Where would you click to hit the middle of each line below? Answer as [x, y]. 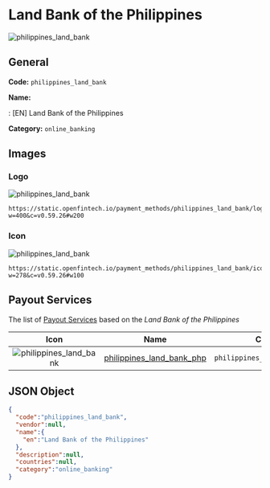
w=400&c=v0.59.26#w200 [46, 216]
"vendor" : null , [41, 425]
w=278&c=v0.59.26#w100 [46, 275]
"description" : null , [50, 455]
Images [27, 154]
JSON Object [41, 391]
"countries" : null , [47, 462]
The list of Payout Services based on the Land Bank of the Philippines [124, 319]
